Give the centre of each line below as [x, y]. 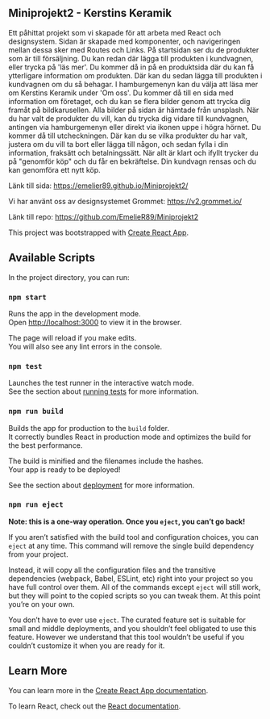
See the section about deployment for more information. [102, 485]
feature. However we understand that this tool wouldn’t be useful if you [126, 637]
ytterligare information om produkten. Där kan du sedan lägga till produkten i [135, 75]
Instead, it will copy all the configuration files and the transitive [112, 570]
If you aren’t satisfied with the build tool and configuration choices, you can [134, 537]
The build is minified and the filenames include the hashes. [106, 461]
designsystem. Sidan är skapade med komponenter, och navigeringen [125, 41]
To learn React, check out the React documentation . [95, 706]
